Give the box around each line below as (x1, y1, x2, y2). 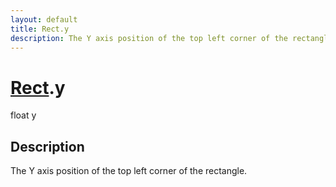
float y (10, 109, 37, 121)
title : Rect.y (10, 24, 70, 34)
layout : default (10, 14, 78, 25)
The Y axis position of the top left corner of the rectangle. (10, 165, 248, 177)
